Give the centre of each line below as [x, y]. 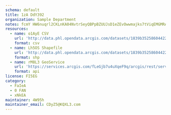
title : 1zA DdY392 [25, 15]
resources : [17, 29]
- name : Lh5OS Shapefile [36, 48]
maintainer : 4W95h [25, 100]
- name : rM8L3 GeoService [37, 62]
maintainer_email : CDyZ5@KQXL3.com [43, 105]
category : [16, 81]
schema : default [22, 10]
